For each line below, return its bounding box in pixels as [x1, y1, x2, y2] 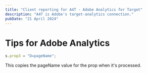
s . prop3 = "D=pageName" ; [5, 53, 56, 59]
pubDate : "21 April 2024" [5, 16, 58, 21]
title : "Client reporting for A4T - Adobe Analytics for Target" [5, 7, 143, 12]
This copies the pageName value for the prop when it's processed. [5, 62, 142, 69]
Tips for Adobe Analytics [5, 37, 110, 49]
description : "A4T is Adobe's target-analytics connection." [5, 12, 134, 17]
